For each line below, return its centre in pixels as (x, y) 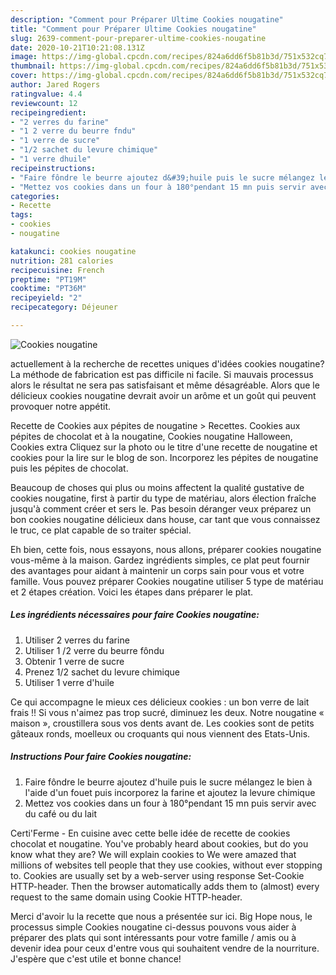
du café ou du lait (61, 813)
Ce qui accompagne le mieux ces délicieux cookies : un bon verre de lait (160, 702)
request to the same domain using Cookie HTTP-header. (126, 897)
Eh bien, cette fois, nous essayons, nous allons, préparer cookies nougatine (166, 549)
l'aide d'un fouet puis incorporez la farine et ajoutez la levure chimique (170, 792)
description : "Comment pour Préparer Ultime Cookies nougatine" (147, 19)
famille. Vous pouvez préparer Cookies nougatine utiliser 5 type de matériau (167, 581)
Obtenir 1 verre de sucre (74, 661)
